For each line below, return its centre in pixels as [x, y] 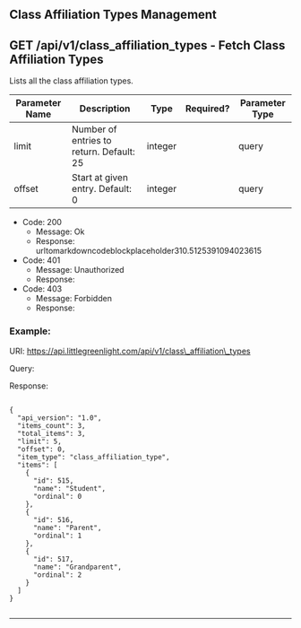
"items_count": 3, [52, 425]
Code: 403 [42, 289]
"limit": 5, [40, 441]
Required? [207, 109]
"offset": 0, [42, 449]
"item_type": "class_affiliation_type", [94, 457]
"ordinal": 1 [57, 536]
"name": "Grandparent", [77, 567]
